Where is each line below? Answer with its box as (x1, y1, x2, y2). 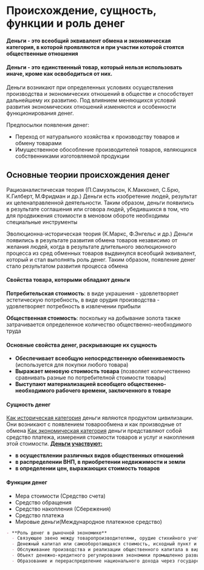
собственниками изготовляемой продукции (15, 152, 129, 160)
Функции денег (6, 479, 47, 486)
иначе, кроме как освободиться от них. (6, 70, 113, 78)
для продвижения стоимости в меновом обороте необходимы (6, 212, 169, 219)
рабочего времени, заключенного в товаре (55, 387, 171, 395)
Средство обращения (15, 498, 72, 506)
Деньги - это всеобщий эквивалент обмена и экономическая (6, 37, 171, 44)
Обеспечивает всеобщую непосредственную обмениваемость (15, 355, 185, 362)
